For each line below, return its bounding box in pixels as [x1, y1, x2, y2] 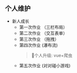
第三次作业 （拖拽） [19, 36, 59, 42]
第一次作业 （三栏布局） [19, 24, 68, 30]
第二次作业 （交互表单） [19, 30, 68, 36]
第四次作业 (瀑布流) [19, 42, 58, 48]
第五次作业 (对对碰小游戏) [19, 62, 71, 68]
